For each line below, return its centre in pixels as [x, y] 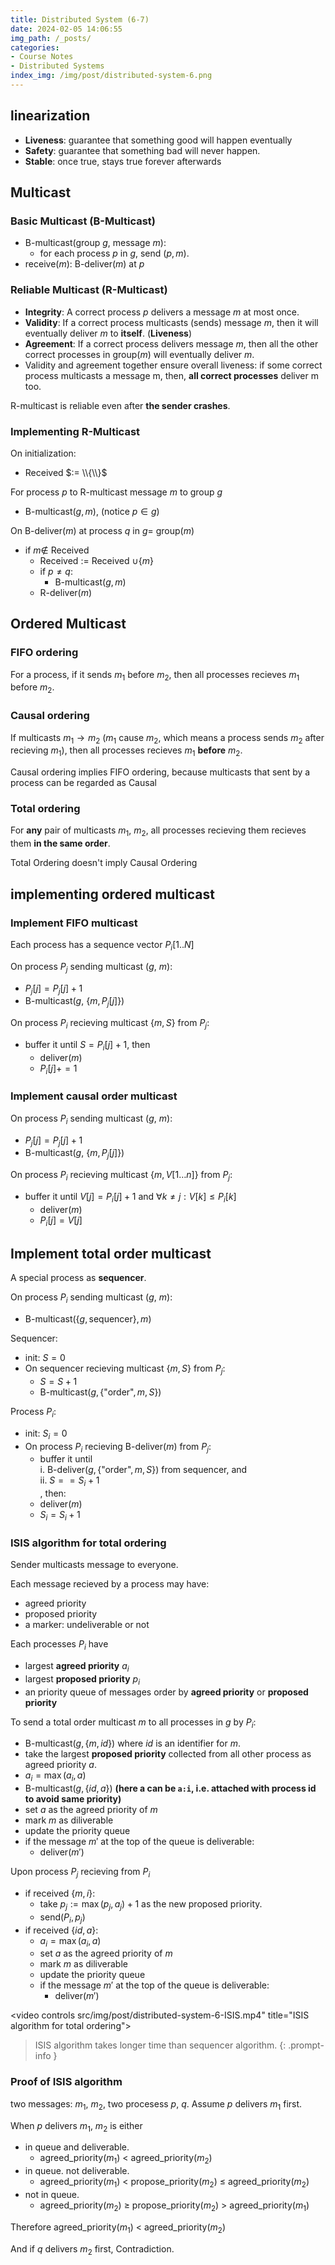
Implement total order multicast [111, 1253]
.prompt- [306, 2045]
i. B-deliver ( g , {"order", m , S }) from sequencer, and [143, 1470]
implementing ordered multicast [112, 894]
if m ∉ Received [57, 550]
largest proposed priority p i [82, 1679]
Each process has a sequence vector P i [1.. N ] [102, 945]
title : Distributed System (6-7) [80, 19]
